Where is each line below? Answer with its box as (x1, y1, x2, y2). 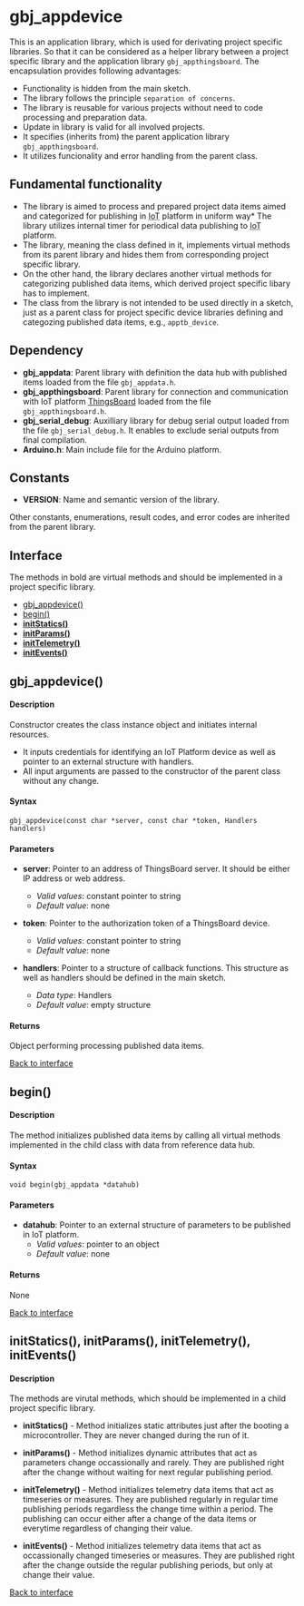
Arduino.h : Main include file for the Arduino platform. (22, 444, 222, 455)
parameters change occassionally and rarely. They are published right (22, 1457, 285, 1468)
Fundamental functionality (9, 177, 163, 192)
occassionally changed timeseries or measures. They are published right (22, 1550, 295, 1562)
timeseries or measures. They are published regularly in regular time (22, 1494, 279, 1505)
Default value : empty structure (35, 1000, 152, 1011)
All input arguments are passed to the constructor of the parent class (22, 765, 281, 777)
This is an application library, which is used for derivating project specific (9, 36, 283, 47)
